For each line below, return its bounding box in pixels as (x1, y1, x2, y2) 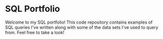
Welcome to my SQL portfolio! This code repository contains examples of (5, 19, 153, 25)
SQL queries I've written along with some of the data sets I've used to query (5, 24, 159, 30)
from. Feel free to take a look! (5, 29, 65, 35)
